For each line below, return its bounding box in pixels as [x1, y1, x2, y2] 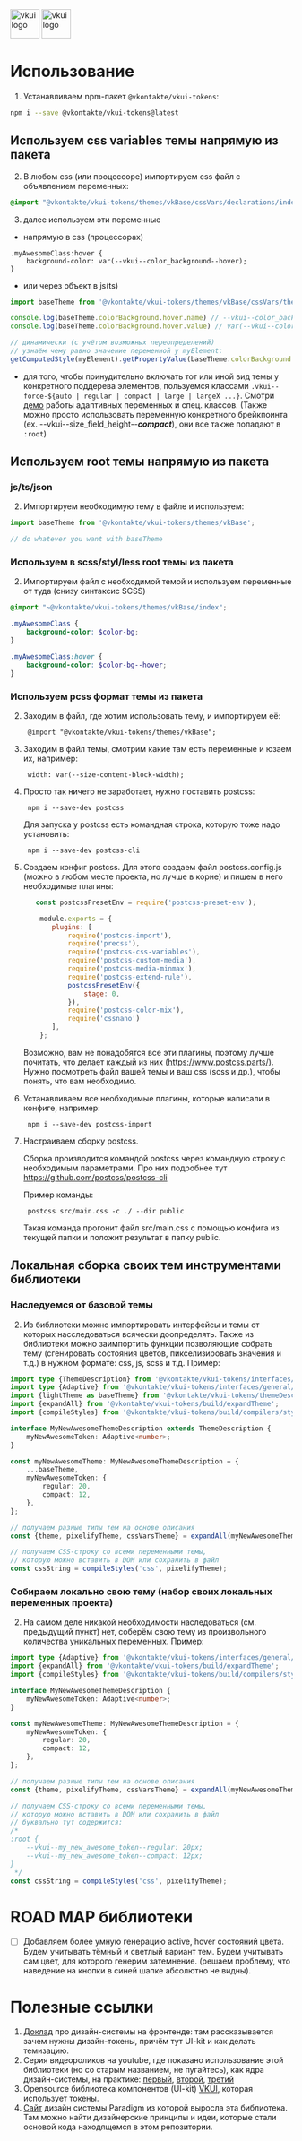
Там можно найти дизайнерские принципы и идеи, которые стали [22, 2112, 277, 2123]
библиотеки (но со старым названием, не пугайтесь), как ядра [22, 2065, 265, 2076]
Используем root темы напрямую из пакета [10, 454, 270, 470]
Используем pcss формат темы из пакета [10, 690, 203, 703]
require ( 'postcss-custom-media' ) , [67, 956, 196, 965]
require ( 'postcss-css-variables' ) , [67, 947, 201, 957]
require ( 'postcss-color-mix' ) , [67, 1006, 185, 1015]
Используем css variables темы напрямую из [10, 134, 279, 149]
